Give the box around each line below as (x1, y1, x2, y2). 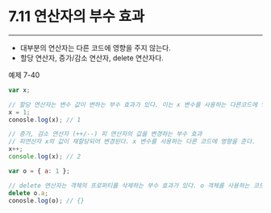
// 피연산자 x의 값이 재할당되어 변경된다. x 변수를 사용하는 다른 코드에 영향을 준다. (8, 137, 256, 145)
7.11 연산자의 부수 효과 (8, 7, 145, 26)
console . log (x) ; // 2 (8, 153, 81, 161)
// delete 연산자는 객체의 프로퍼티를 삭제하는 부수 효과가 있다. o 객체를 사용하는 (8, 182, 250, 190)
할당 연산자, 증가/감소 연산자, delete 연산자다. (19, 53, 164, 63)
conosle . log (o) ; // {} (8, 196, 85, 205)
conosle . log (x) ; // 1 (8, 116, 81, 124)
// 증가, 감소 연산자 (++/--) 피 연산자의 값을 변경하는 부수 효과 (8, 130, 202, 138)
